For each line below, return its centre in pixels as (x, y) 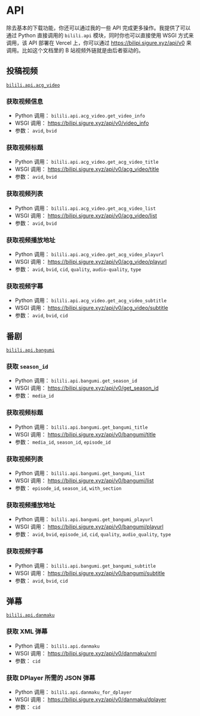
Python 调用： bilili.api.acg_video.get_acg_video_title (87, 162)
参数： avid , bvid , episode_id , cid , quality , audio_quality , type (93, 534)
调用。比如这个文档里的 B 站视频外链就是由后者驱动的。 (75, 50)
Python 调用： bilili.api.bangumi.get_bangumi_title (81, 427)
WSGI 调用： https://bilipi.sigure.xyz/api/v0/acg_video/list (86, 215)
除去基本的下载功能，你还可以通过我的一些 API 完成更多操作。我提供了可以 (99, 28)
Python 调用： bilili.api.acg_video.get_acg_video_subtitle (91, 300)
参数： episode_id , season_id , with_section (68, 488)
